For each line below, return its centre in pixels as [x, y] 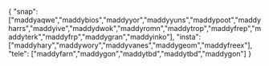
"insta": [189, 37]
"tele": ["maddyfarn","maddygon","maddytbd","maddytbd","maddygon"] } [130, 54]
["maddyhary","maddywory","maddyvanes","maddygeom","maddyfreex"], [130, 45]
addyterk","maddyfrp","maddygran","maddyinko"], [92, 37]
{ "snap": [23, 12]
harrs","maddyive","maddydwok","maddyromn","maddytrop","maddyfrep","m [135, 28]
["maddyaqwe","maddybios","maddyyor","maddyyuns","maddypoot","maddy [135, 20]
